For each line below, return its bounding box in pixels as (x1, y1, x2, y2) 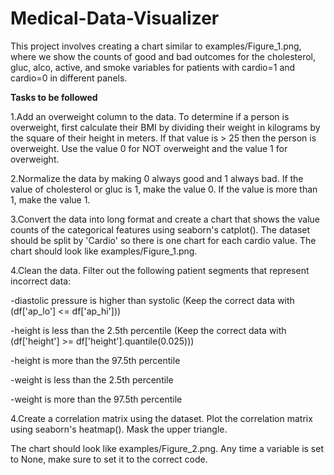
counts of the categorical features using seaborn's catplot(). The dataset (10, 223, 311, 236)
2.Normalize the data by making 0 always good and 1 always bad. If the (10, 172, 304, 184)
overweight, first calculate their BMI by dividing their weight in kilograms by (10, 121, 321, 133)
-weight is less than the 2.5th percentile (10, 373, 174, 386)
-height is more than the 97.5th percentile (10, 354, 181, 366)
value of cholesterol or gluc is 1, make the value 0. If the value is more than (10, 183, 318, 195)
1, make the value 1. (10, 193, 91, 206)
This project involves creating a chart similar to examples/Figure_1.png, (10, 40, 302, 52)
